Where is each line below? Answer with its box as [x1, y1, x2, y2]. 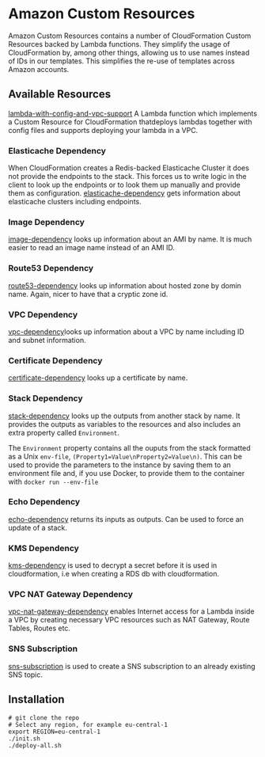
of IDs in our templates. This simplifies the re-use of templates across [8, 56, 235, 66]
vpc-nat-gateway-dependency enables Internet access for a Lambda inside [8, 607, 255, 616]
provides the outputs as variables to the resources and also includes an [8, 419, 241, 428]
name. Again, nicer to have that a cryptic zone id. [8, 289, 168, 299]
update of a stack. [8, 523, 67, 532]
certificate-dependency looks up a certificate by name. [8, 373, 188, 382]
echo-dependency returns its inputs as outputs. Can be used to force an [8, 514, 244, 523]
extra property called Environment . [8, 428, 120, 437]
